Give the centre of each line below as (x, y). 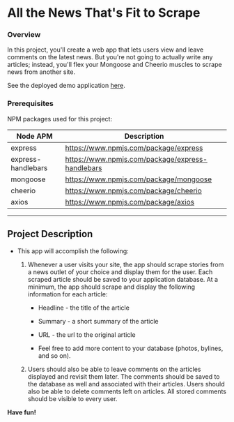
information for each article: (68, 294)
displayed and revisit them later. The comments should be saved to (124, 376)
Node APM (35, 136)
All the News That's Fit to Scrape (104, 13)
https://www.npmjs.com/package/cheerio (133, 190)
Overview (24, 35)
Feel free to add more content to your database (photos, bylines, (131, 348)
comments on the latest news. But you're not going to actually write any (110, 57)
